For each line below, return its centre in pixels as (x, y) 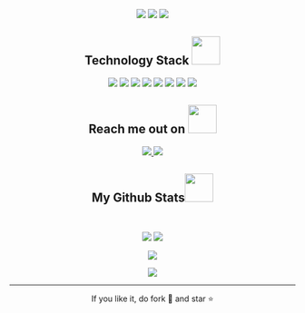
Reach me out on (137, 129)
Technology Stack (137, 60)
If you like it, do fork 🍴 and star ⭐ (152, 298)
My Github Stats (138, 198)
